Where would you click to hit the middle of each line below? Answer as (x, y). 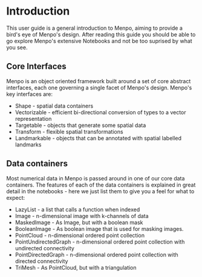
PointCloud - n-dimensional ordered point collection (80, 235)
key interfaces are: (30, 94)
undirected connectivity (44, 248)
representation (33, 118)
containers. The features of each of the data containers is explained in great (101, 185)
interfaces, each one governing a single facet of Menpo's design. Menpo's (99, 87)
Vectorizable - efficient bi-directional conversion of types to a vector (100, 112)
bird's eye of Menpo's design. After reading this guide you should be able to (101, 34)
